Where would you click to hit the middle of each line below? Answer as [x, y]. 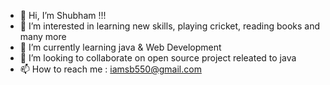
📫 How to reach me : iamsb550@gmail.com [110, 69]
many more [43, 36]
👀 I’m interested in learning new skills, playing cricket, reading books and [170, 26]
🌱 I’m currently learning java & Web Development [120, 47]
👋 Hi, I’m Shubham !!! [63, 15]
